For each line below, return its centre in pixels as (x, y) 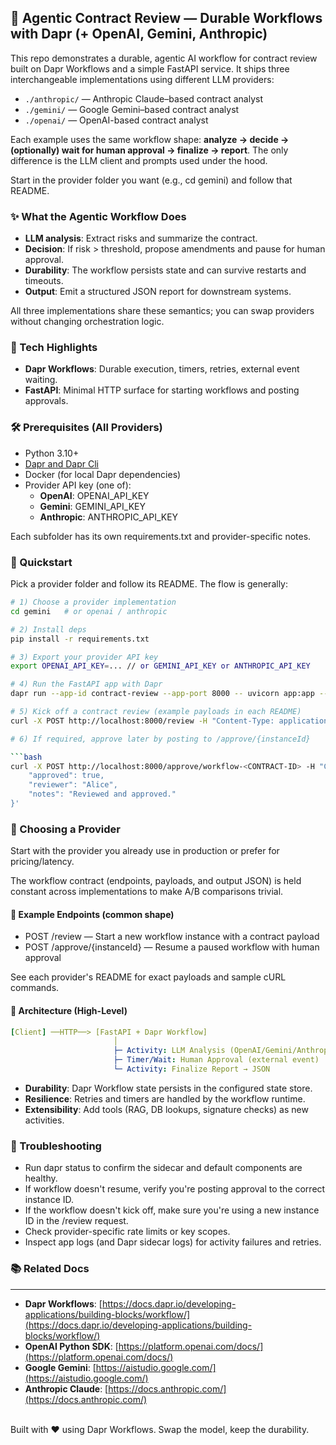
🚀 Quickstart (41, 562)
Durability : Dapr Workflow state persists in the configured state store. (168, 1088)
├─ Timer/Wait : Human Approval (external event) (216, 1060)
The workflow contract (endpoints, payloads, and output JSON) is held (156, 881)
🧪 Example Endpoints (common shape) (92, 914)
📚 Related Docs (50, 1269)
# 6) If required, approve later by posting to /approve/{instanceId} (160, 739)
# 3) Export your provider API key (84, 657)
